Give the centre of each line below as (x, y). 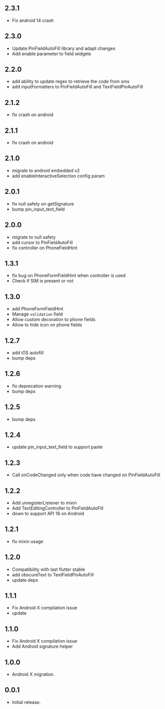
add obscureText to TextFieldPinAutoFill (53, 574)
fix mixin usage (27, 541)
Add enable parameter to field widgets (51, 54)
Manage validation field (37, 314)
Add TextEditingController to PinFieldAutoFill (57, 508)
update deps (25, 580)
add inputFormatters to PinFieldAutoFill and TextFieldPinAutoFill (77, 87)
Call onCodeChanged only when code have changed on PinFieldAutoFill (86, 475)
